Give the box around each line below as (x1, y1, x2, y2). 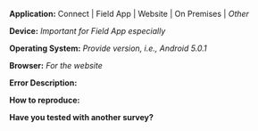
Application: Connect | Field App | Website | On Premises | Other (9, 9, 250, 19)
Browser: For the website (9, 61, 103, 70)
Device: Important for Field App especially (9, 26, 166, 36)
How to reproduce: (9, 94, 80, 105)
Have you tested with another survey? (9, 112, 154, 122)
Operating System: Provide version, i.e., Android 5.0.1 (9, 43, 207, 53)
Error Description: (9, 78, 78, 88)
